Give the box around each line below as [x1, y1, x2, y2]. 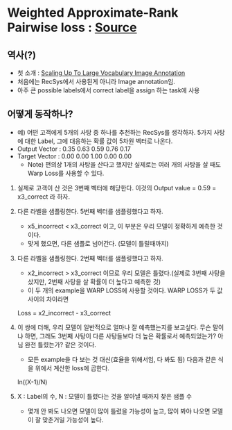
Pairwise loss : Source [7, 19, 137, 35]
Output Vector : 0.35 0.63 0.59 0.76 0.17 [17, 144, 132, 153]
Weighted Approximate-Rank [7, 5, 179, 21]
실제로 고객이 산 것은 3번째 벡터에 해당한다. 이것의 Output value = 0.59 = [17, 183, 217, 192]
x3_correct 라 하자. [17, 192, 71, 201]
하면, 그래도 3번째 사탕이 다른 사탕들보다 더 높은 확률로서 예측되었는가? [24, 331, 217, 340]
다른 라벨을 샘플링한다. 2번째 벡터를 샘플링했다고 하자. [17, 254, 164, 262]
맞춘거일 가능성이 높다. [42, 415, 104, 424]
